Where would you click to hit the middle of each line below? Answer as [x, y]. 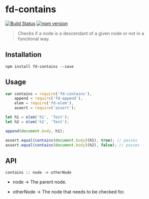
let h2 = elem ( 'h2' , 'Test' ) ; [37, 122]
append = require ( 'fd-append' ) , [49, 98]
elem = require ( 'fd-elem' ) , [44, 103]
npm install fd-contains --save [39, 66]
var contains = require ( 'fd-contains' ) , [49, 94]
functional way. [34, 39]
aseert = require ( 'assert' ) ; [45, 108]
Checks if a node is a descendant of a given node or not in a [81, 33]
